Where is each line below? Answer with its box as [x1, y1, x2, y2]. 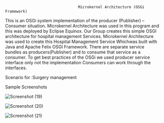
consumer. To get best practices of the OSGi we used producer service [5, 54, 150, 60]
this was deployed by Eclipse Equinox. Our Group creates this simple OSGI [5, 28, 157, 34]
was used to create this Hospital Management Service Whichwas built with [5, 39, 158, 44]
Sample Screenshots [5, 84, 47, 90]
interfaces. [5, 65, 27, 71]
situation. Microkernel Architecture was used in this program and [27, 23, 160, 29]
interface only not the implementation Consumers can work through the [5, 60, 151, 65]
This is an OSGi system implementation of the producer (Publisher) [5, 18, 141, 23]
